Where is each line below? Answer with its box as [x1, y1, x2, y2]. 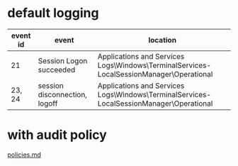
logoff [38, 98, 58, 108]
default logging [7, 5, 99, 21]
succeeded [38, 65, 76, 74]
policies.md [7, 150, 41, 159]
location [148, 35, 177, 45]
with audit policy [7, 127, 108, 143]
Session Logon [38, 55, 88, 65]
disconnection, [38, 89, 87, 99]
